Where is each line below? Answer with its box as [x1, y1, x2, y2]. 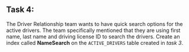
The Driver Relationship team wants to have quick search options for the [6, 20, 183, 27]
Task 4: [6, 5, 34, 15]
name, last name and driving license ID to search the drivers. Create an [6, 32, 180, 40]
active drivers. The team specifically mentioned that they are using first [6, 27, 181, 34]
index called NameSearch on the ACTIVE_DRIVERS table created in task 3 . [6, 39, 184, 46]
